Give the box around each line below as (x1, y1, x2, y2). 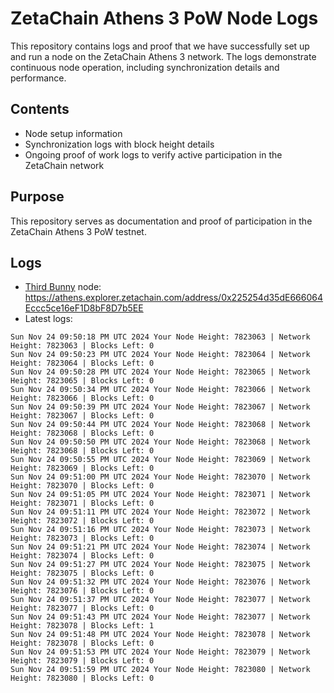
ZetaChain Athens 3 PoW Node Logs (10, 7, 319, 30)
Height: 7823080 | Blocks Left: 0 (10, 673, 155, 684)
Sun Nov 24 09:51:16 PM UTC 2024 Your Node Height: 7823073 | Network (10, 525, 311, 535)
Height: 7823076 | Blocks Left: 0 (10, 586, 155, 596)
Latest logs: (24, 313, 73, 325)
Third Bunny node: (24, 281, 102, 293)
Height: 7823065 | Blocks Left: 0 (10, 376, 155, 386)
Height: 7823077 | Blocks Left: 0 (10, 603, 155, 614)
